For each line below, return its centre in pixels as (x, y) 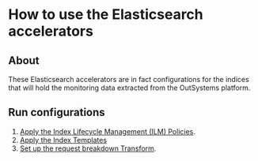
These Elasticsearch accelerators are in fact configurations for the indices (129, 79)
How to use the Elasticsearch (106, 15)
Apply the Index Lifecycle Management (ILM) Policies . (108, 131)
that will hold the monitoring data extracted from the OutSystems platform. (129, 88)
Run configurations (57, 112)
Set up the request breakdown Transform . (88, 148)
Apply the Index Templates (63, 140)
